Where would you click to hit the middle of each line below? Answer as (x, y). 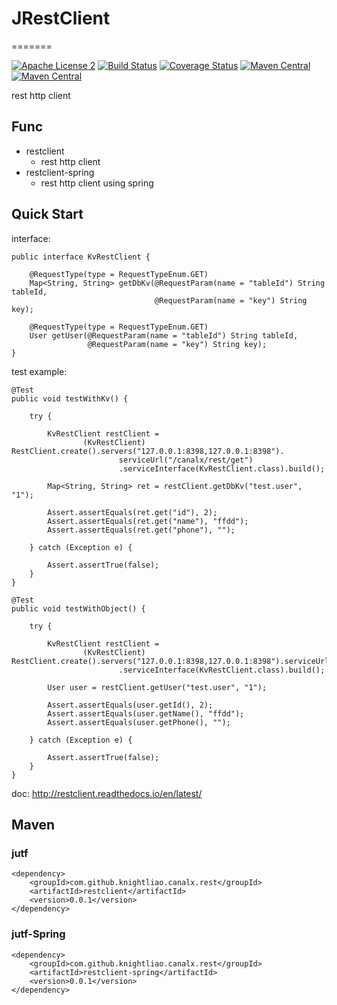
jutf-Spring (38, 934)
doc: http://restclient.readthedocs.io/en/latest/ (107, 793)
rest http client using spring (97, 183)
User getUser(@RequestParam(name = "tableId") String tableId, (164, 335)
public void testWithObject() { (78, 608)
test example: (39, 371)
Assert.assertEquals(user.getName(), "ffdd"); (146, 713)
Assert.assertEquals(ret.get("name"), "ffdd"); (148, 521)
